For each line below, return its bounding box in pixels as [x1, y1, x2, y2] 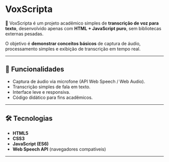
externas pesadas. [5, 31, 44, 37]
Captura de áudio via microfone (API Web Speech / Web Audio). [12, 78, 145, 84]
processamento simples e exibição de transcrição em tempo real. [5, 46, 141, 52]
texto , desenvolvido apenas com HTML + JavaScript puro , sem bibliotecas [5, 25, 162, 31]
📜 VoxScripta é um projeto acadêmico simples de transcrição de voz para [5, 20, 159, 26]
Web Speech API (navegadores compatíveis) [12, 146, 107, 152]
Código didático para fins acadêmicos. [12, 94, 93, 100]
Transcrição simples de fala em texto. [12, 84, 91, 90]
